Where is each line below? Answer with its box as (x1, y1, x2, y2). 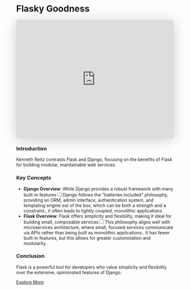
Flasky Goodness (16, 3, 90, 15)
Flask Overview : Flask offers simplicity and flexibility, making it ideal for (23, 213, 172, 219)
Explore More (16, 279, 44, 285)
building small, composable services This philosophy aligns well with (23, 219, 170, 225)
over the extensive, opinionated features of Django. (16, 269, 122, 275)
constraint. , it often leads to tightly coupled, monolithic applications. (23, 207, 163, 213)
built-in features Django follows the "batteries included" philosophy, (23, 191, 168, 198)
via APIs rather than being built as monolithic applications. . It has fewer (23, 229, 170, 235)
